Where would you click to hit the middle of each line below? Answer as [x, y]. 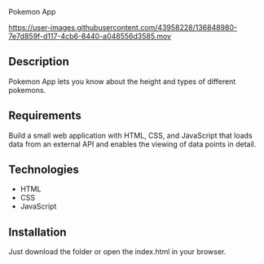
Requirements [45, 116]
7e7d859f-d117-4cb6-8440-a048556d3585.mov [90, 36]
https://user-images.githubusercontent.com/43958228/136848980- [123, 27]
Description [39, 62]
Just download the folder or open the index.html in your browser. [117, 252]
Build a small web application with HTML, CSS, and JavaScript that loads [130, 135]
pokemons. [27, 90]
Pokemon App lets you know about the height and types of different [122, 81]
